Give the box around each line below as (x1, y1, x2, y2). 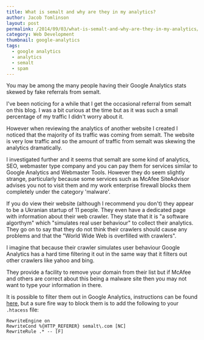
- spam (12, 65, 29, 72)
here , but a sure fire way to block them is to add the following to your (6, 300, 179, 307)
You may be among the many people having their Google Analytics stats (6, 82, 187, 89)
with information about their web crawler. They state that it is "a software (6, 213, 189, 220)
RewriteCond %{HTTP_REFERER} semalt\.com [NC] (6, 323, 126, 330)
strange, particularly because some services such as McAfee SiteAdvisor (6, 175, 189, 183)
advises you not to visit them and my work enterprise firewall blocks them (6, 182, 191, 189)
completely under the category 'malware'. (6, 188, 111, 195)
